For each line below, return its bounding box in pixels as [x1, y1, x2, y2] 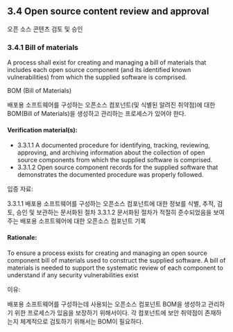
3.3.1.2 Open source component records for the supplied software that [17, 163, 218, 172]
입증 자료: [7, 185, 33, 193]
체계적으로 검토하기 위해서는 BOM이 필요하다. [19, 317, 144, 325]
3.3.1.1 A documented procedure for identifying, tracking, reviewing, [17, 141, 210, 150]
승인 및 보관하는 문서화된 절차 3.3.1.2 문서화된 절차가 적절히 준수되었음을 [16, 208, 212, 217]
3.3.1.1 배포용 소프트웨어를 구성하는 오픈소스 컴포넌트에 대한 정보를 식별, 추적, [7, 200, 216, 208]
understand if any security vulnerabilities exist [7, 270, 139, 279]
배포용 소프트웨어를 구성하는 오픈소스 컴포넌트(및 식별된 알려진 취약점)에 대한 [7, 101, 216, 110]
